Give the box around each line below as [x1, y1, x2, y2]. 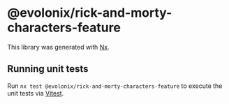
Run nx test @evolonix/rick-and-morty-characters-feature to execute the [7, 82, 223, 90]
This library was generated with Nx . [7, 43, 110, 51]
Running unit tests [7, 63, 89, 75]
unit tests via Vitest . [7, 89, 64, 97]
